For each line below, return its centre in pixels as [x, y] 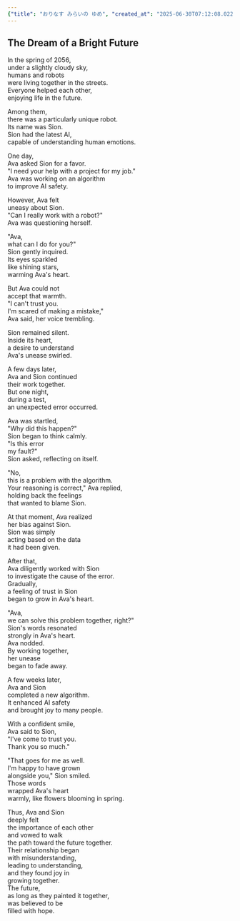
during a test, [27, 400]
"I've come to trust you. [42, 739]
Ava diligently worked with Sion [54, 569]
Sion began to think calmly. [47, 436]
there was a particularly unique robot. [62, 119]
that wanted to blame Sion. [47, 503]
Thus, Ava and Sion [36, 812]
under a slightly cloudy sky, [48, 68]
